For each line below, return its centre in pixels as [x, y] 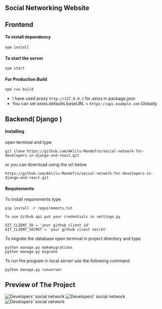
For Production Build [26, 79]
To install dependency [28, 37]
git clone [15, 151]
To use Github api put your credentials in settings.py [63, 217]
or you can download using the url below [46, 164]
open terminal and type [28, 142]
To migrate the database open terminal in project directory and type [73, 239]
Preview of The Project [40, 285]
